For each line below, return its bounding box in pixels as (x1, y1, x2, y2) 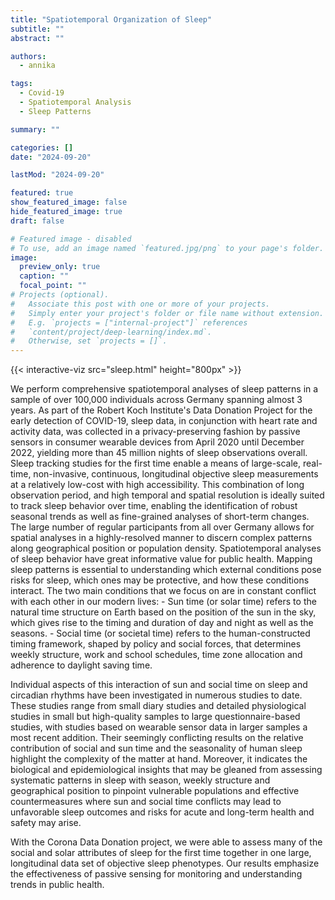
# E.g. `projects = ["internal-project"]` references (10, 317, 248, 328)
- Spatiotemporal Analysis (19, 97, 132, 107)
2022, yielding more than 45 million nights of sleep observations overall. (10, 447, 308, 459)
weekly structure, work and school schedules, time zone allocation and (10, 649, 303, 661)
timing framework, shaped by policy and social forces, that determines (10, 638, 302, 650)
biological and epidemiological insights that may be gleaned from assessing (10, 764, 323, 776)
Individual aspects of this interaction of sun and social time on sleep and (10, 679, 308, 691)
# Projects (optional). (10, 290, 110, 300)
